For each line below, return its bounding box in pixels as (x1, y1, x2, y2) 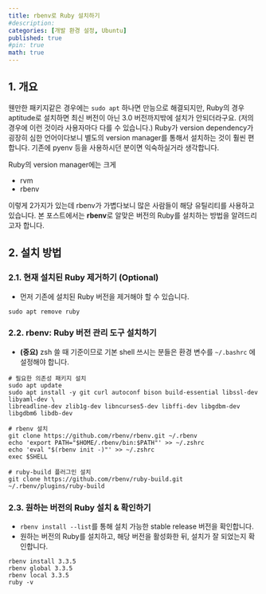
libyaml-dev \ (8, 395, 56, 403)
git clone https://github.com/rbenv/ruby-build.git (8, 475, 183, 483)
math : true (8, 49, 45, 57)
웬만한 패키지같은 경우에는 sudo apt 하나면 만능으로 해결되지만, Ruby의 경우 (8, 103, 245, 112)
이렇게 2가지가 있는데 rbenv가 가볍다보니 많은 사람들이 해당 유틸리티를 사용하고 (8, 200, 255, 210)
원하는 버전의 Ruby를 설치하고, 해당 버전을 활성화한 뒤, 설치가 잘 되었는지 (19, 532, 247, 541)
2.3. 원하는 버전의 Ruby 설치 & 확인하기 (8, 502, 151, 513)
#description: (8, 19, 56, 27)
